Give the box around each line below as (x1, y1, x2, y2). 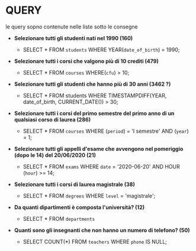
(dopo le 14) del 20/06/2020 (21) (14, 152, 96, 159)
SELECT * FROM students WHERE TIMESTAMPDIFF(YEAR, (23, 92, 167, 99)
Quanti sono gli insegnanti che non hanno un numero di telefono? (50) (14, 226, 190, 234)
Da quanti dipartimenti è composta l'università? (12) (14, 204, 145, 211)
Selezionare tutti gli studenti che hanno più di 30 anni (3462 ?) (14, 81, 171, 88)
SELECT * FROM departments (23, 215, 95, 222)
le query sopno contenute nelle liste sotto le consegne (5, 23, 139, 30)
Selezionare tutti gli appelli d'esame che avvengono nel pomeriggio (14, 145, 184, 152)
